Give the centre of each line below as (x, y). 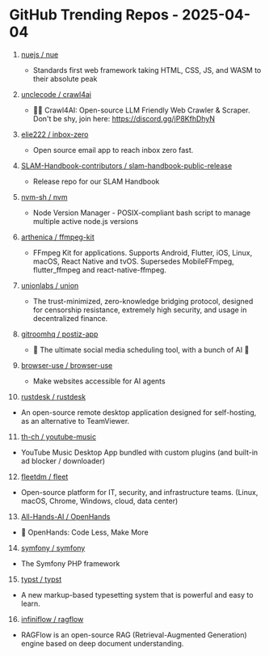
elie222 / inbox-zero (55, 134)
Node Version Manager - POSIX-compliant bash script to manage (142, 213)
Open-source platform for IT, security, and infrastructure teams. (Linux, (139, 492)
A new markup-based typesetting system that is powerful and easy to (137, 595)
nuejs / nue (40, 54)
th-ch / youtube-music (58, 436)
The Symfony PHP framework (70, 563)
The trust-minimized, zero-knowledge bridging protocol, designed (143, 301)
